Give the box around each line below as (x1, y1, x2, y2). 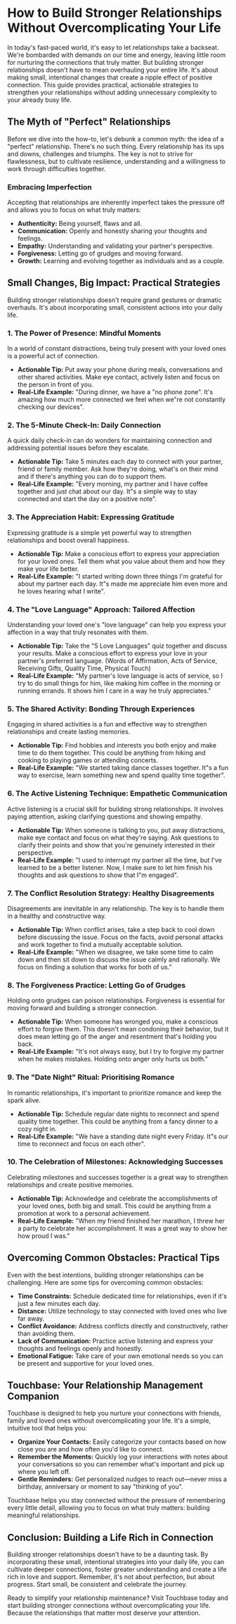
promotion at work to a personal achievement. (17, 1209, 151, 1217)
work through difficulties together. (7, 164, 106, 173)
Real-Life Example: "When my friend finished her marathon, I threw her (17, 1216, 225, 1225)
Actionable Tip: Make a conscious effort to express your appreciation (17, 549, 220, 558)
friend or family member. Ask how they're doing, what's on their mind (17, 465, 218, 473)
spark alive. (7, 1096, 41, 1104)
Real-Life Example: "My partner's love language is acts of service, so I (17, 672, 223, 680)
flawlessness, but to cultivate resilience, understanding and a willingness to (7, 157, 226, 165)
